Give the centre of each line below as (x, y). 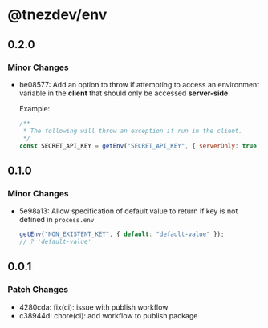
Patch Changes (38, 290)
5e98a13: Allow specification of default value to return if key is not (128, 211)
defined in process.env (57, 220)
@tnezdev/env (57, 15)
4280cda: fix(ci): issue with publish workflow (93, 307)
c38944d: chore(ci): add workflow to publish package (108, 315)
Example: (35, 108)
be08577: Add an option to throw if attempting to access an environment (139, 84)
